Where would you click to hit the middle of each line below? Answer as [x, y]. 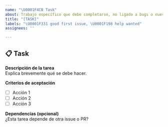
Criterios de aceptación [30, 83]
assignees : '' [20, 28]
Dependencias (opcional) [32, 114]
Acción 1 [21, 92]
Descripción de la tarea [30, 68]
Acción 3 [22, 104]
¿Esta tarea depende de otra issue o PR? [47, 119]
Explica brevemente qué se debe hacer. [46, 73]
